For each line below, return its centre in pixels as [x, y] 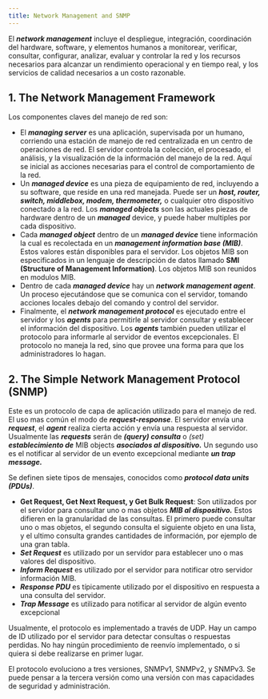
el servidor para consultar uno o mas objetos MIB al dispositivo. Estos [136, 511]
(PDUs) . [21, 487]
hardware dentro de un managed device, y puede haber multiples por [135, 218]
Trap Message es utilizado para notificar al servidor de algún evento [133, 604]
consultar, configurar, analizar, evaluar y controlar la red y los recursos [125, 55]
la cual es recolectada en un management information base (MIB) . [131, 243]
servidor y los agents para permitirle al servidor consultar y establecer [136, 320]
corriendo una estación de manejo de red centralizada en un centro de [136, 141]
